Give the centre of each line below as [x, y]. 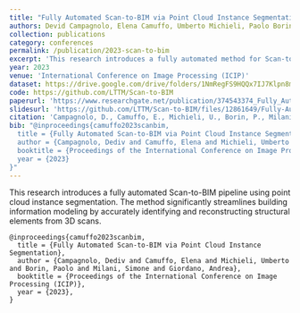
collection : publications [57, 34]
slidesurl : [29, 109]
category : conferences [51, 42]
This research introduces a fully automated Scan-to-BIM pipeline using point [150, 192]
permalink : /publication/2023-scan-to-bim [89, 51]
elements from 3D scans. [55, 221]
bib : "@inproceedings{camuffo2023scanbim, [89, 126]
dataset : [25, 84]
